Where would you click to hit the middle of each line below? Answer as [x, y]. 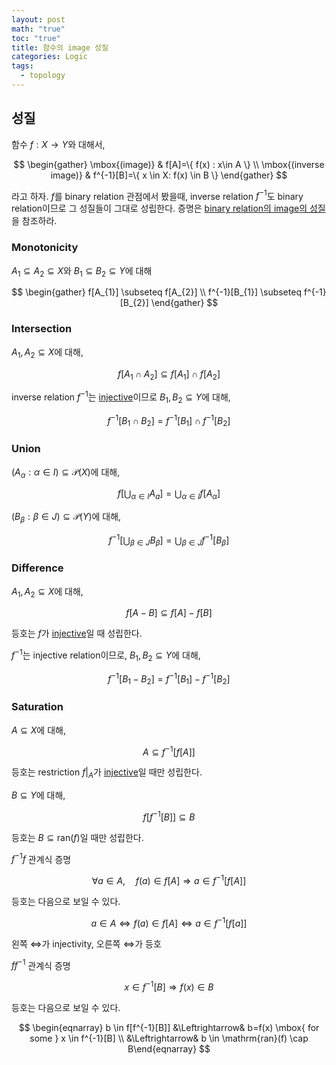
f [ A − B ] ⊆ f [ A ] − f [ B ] [169, 613]
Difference [37, 568]
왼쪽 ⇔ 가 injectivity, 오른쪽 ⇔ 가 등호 [86, 943]
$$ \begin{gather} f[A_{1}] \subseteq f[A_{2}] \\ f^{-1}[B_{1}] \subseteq [156, 292]
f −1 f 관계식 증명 [41, 858]
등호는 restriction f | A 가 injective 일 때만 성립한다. [107, 773]
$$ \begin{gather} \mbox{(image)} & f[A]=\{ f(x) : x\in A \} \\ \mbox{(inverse [169, 164]
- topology [43, 76]
